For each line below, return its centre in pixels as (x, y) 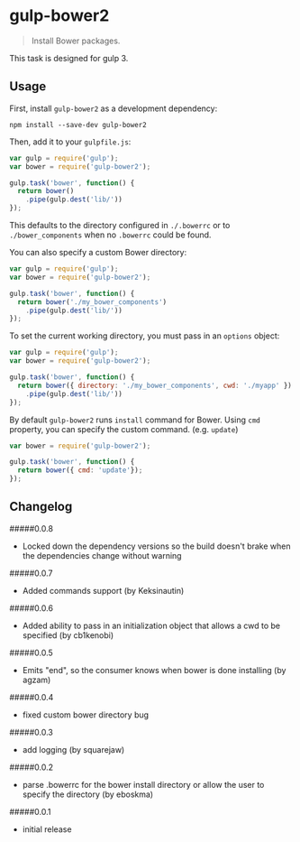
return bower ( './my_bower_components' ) (92, 302)
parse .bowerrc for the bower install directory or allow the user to (143, 784)
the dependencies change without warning (102, 555)
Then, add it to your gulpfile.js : (70, 142)
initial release (47, 829)
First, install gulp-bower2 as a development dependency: (114, 108)
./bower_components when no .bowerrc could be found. (110, 235)
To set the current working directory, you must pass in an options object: (145, 336)
